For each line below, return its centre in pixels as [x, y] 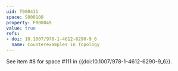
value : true [21, 28]
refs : [13, 34]
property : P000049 [29, 22]
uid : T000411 [22, 12]
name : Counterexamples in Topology [56, 45]
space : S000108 [25, 17]
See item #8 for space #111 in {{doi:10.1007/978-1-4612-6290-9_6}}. [89, 61]
